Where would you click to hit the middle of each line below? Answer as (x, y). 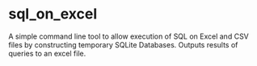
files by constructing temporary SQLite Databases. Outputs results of (123, 44)
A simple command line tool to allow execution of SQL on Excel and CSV (128, 36)
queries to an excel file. (47, 53)
